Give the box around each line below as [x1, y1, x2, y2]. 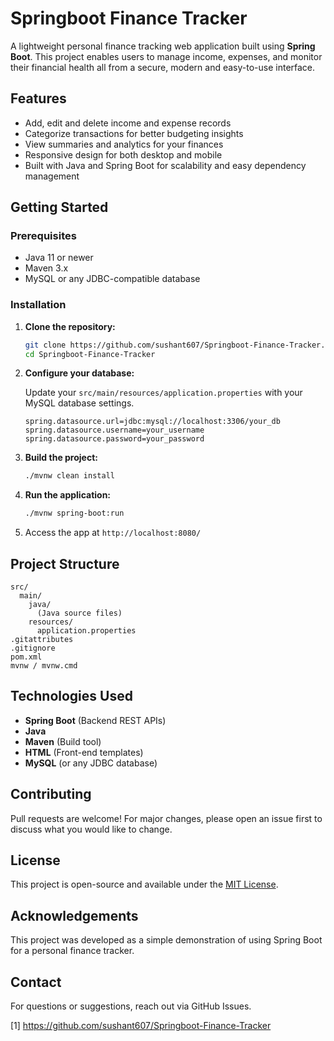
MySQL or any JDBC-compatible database [24, 273, 201, 285]
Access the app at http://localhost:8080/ [24, 527, 202, 539]
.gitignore [10, 643, 56, 654]
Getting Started [10, 199, 109, 216]
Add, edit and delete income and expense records [24, 117, 232, 129]
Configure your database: [24, 367, 135, 379]
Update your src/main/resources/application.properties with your [24, 387, 303, 399]
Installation [10, 298, 67, 312]
